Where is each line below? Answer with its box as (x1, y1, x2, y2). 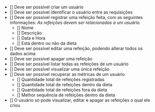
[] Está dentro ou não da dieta (17, 40, 77, 46)
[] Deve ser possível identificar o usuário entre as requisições (9, 9, 133, 15)
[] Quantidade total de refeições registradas (17, 76, 104, 82)
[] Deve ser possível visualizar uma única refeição (9, 66, 110, 72)
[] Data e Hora (17, 35, 46, 41)
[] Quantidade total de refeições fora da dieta (17, 87, 107, 93)
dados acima (9, 51, 35, 56)
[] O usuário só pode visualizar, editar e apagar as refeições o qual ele (9, 97, 151, 103)
